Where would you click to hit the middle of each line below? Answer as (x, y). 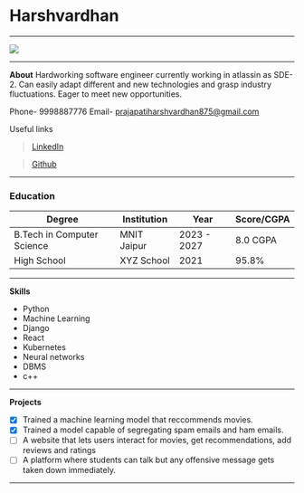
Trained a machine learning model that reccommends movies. (138, 420)
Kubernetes (44, 347)
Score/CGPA (262, 220)
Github (44, 164)
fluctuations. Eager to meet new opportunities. (96, 94)
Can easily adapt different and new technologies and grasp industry (145, 84)
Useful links (31, 128)
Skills (20, 291)
